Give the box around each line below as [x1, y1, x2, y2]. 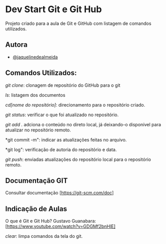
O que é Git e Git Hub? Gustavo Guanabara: [5, 218, 96, 224]
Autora [5, 41, 28, 49]
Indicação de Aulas [5, 204, 68, 213]
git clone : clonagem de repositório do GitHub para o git [5, 82, 121, 88]
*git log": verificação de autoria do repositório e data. [5, 146, 117, 153]
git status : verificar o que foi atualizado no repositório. [5, 112, 119, 118]
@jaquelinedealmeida [12, 54, 58, 60]
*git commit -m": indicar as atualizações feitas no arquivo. [5, 136, 127, 143]
